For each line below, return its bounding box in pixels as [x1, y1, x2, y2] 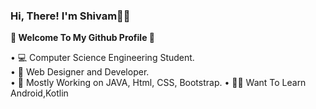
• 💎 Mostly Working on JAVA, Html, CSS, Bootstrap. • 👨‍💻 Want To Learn [10, 77, 307, 89]
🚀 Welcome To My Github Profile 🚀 [10, 32, 155, 44]
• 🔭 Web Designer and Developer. [10, 66, 150, 78]
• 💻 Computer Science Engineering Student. [10, 52, 195, 64]
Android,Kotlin [10, 87, 69, 99]
